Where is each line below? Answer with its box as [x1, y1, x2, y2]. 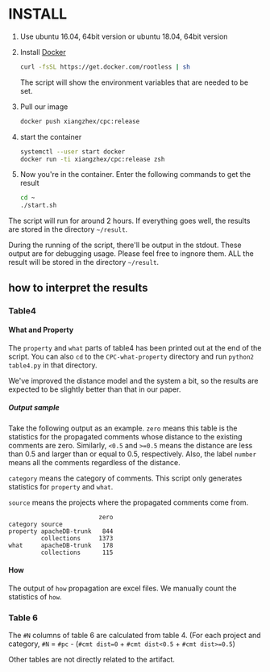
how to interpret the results [8, 280, 148, 295]
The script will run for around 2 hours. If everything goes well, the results [8, 216, 251, 226]
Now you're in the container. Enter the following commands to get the [19, 170, 251, 179]
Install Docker [19, 47, 66, 57]
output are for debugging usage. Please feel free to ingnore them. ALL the [8, 249, 254, 258]
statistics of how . [8, 591, 62, 602]
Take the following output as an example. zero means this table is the [8, 423, 238, 433]
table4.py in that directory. [8, 360, 98, 370]
